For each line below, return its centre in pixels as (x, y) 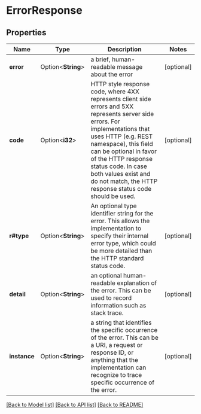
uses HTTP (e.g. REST (122, 136)
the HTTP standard (117, 258)
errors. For (106, 121)
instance (22, 356)
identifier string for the (122, 213)
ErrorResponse (44, 10)
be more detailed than (121, 251)
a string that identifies (121, 322)
